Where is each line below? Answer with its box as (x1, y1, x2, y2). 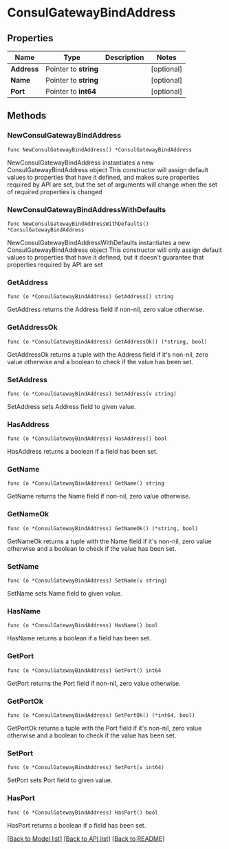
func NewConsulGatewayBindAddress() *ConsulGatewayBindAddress (7, 146, 193, 153)
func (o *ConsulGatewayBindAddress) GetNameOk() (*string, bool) (7, 525, 198, 532)
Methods (7, 110, 47, 122)
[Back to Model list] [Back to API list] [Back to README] (7, 835, 165, 843)
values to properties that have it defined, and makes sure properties (7, 173, 199, 181)
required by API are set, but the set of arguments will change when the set (7, 180, 218, 189)
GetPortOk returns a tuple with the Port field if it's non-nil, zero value (7, 724, 202, 732)
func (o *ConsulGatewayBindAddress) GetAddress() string (7, 293, 174, 300)
